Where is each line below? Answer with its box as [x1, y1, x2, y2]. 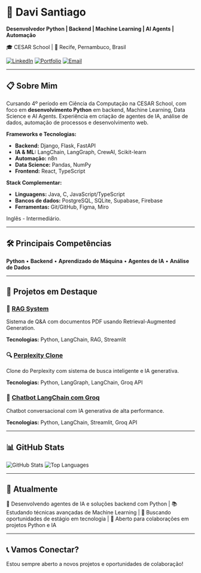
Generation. [6, 324, 35, 332]
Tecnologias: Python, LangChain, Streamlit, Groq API [6, 418, 138, 426]
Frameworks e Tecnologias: [6, 130, 77, 137]
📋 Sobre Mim [6, 81, 58, 91]
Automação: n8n [14, 155, 58, 162]
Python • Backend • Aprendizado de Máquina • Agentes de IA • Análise [6, 257, 190, 265]
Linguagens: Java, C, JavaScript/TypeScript [14, 191, 125, 198]
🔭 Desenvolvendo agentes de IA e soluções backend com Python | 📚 [6, 500, 178, 507]
